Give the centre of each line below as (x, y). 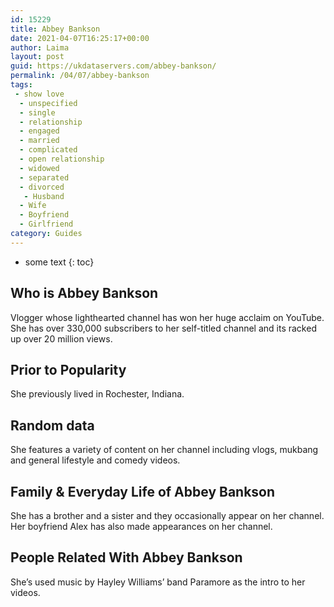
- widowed (39, 168)
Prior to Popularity (68, 369)
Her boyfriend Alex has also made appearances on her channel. (141, 526)
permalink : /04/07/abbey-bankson (80, 76)
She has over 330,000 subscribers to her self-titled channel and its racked (163, 328)
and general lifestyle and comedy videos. (95, 460)
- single (37, 112)
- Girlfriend (46, 224)
